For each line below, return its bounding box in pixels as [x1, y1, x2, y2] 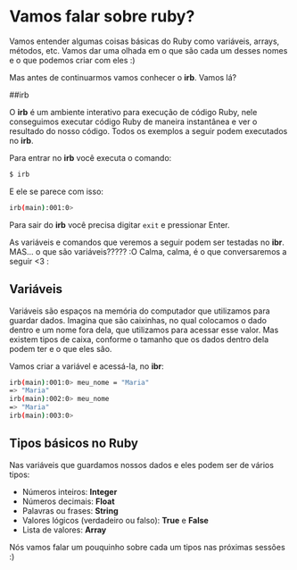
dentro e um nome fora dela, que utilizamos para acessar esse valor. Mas [9, 324, 279, 335]
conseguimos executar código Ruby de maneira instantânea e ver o [9, 116, 258, 127]
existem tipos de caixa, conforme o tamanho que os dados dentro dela [9, 333, 269, 345]
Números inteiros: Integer [21, 486, 118, 497]
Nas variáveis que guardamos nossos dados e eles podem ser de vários [9, 459, 275, 470]
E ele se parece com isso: [9, 186, 104, 197]
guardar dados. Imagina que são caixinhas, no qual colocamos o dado [9, 314, 268, 325]
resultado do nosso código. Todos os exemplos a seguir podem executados [9, 125, 288, 136]
